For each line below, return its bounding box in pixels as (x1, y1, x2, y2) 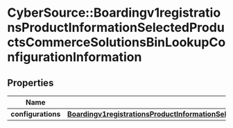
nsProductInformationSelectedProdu (7, 19, 225, 35)
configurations (10, 109, 61, 119)
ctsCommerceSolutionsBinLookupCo (7, 35, 226, 50)
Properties (7, 77, 54, 88)
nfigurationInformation (7, 49, 142, 65)
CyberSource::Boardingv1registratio (7, 5, 221, 21)
